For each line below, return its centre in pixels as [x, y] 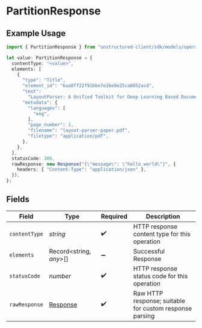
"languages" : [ [47, 108]
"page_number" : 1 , [51, 125]
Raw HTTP [148, 293]
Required [114, 216]
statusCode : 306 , [33, 158]
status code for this [161, 276]
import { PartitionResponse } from [51, 47]
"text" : [32, 91]
